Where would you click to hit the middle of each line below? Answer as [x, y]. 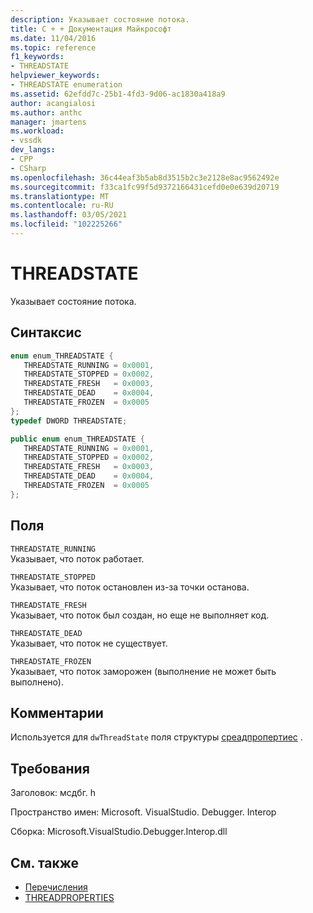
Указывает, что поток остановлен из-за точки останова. [130, 587]
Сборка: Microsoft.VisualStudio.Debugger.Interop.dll [119, 832]
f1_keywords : [37, 57]
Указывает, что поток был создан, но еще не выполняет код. [140, 615]
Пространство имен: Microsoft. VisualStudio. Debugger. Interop [143, 812]
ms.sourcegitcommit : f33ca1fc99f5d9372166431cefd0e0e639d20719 [145, 187]
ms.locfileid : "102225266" [66, 224]
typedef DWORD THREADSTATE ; [69, 421]
